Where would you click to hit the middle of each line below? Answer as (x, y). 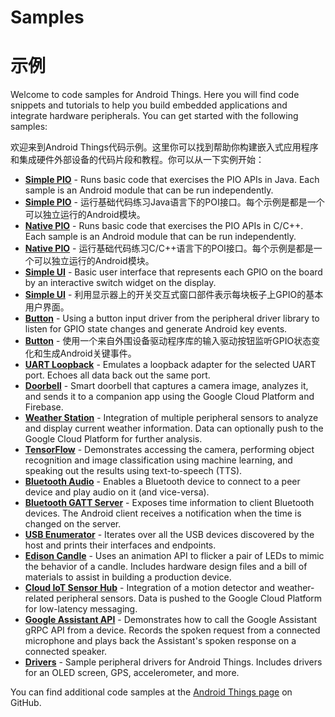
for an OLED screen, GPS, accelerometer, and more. (132, 673)
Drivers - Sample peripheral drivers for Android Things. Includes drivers (173, 662)
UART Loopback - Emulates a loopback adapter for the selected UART (170, 365)
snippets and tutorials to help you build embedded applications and (149, 105)
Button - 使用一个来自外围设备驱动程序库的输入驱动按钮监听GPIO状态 (168, 341)
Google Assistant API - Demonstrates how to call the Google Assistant (171, 620)
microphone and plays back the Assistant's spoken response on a (160, 641)
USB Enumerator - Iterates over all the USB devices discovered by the (169, 535)
